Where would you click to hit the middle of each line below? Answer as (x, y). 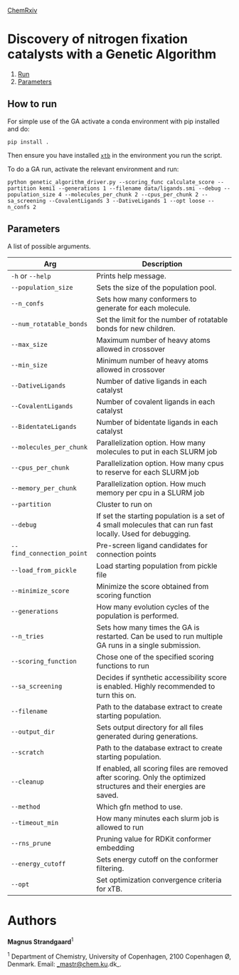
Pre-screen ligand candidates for (152, 545)
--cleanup (27, 782)
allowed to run (120, 827)
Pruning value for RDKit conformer (154, 839)
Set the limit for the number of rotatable (162, 319)
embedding (116, 847)
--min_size (29, 365)
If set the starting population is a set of (161, 515)
